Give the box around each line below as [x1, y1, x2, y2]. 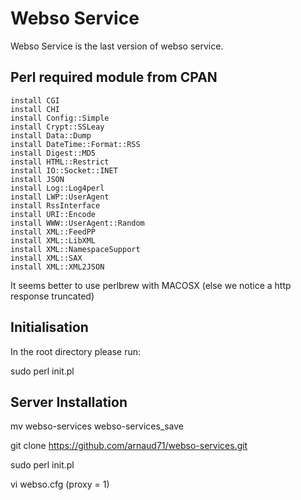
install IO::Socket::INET [10, 165, 118, 176]
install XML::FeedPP [10, 227, 97, 237]
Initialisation [10, 319, 89, 336]
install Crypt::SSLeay [10, 122, 105, 132]
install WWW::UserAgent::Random [10, 218, 145, 228]
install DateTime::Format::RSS [10, 139, 141, 149]
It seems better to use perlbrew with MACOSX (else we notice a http [10, 279, 292, 291]
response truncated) [10, 290, 95, 302]
